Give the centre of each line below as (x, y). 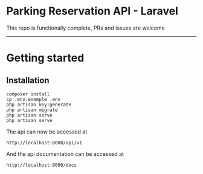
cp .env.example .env (34, 99)
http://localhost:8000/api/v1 (44, 143)
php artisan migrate (32, 110)
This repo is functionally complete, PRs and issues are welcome (85, 28)
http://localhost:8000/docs (42, 165)
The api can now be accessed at (47, 132)
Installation (28, 80)
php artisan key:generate (39, 105)
